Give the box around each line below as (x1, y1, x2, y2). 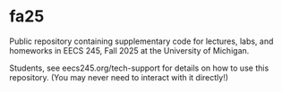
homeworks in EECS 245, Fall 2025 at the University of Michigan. (9, 45, 250, 55)
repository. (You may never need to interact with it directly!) (9, 71, 229, 82)
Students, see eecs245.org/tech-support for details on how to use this (9, 63, 269, 73)
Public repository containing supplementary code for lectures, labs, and (9, 36, 274, 46)
